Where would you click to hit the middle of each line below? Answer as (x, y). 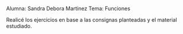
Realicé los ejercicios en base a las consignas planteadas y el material (92, 20)
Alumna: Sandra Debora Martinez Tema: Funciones (68, 8)
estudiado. (19, 26)
